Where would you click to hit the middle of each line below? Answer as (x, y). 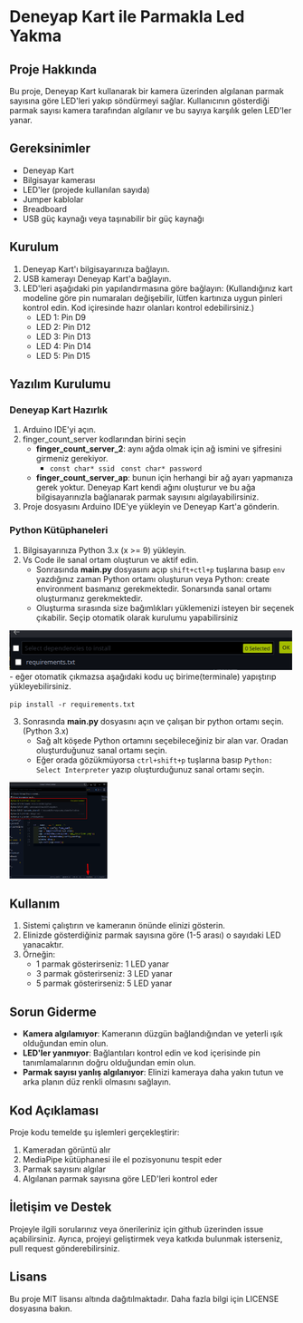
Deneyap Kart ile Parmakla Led (127, 17)
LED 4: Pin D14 (64, 345)
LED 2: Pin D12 (63, 326)
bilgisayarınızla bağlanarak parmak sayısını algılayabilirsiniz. (147, 497)
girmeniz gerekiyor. (72, 459)
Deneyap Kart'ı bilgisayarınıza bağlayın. (96, 268)
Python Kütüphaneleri (59, 530)
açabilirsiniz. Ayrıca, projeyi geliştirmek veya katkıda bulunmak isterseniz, (146, 1239)
